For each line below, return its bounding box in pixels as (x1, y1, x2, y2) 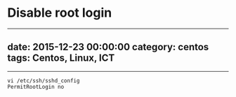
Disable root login (7, 5, 112, 21)
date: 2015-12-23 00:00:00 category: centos (7, 41, 209, 53)
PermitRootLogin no (7, 83, 65, 90)
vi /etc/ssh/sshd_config (7, 77, 80, 84)
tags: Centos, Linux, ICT (7, 52, 115, 64)
